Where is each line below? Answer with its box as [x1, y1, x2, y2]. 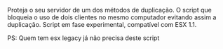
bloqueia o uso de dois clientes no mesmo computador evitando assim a [7, 13, 217, 21]
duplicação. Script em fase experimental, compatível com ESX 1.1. [7, 21, 197, 28]
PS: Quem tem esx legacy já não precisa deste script [7, 34, 160, 42]
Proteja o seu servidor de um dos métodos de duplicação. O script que [7, 6, 212, 14]
